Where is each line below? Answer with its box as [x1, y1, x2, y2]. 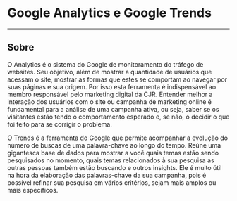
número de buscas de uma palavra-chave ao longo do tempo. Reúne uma [7, 141, 221, 149]
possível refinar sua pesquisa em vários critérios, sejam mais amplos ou [7, 178, 217, 187]
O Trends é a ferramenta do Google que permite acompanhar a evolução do [7, 134, 228, 142]
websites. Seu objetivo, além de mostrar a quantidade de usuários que [7, 67, 212, 76]
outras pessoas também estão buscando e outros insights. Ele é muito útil [7, 163, 222, 171]
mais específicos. [7, 186, 59, 194]
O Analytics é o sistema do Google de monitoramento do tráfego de [7, 60, 204, 68]
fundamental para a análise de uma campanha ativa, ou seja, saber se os [7, 105, 219, 113]
